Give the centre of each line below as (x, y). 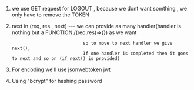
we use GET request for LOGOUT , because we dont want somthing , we (99, 9)
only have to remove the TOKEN (51, 15)
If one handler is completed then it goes (136, 54)
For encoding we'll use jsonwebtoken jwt (61, 69)
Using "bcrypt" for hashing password (57, 81)
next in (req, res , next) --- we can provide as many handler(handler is (96, 26)
